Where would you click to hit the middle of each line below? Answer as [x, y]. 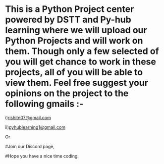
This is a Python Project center [70, 9]
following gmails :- [44, 104]
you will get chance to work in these [81, 62]
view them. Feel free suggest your [77, 83]
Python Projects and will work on [74, 41]
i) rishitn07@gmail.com [28, 117]
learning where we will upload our [76, 30]
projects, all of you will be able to [74, 72]
